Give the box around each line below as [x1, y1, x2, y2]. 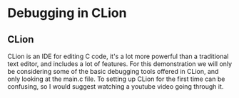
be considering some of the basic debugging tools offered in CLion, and [7, 67, 219, 75]
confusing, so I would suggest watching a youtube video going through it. [7, 82, 224, 90]
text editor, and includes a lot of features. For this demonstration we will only [7, 60, 233, 68]
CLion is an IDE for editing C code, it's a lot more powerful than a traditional [7, 52, 229, 60]
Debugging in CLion [7, 5, 127, 21]
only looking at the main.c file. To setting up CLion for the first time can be [7, 75, 225, 83]
